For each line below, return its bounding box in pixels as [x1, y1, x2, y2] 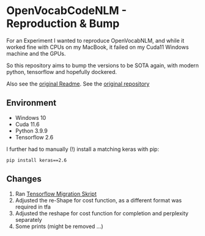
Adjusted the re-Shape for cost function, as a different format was [15, 196, 182, 204]
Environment [6, 98, 57, 108]
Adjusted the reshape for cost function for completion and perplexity [15, 209, 188, 217]
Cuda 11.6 [15, 120, 40, 128]
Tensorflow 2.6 [15, 133, 54, 141]
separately [15, 216, 42, 223]
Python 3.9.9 [15, 127, 48, 135]
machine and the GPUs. [6, 50, 66, 57]
